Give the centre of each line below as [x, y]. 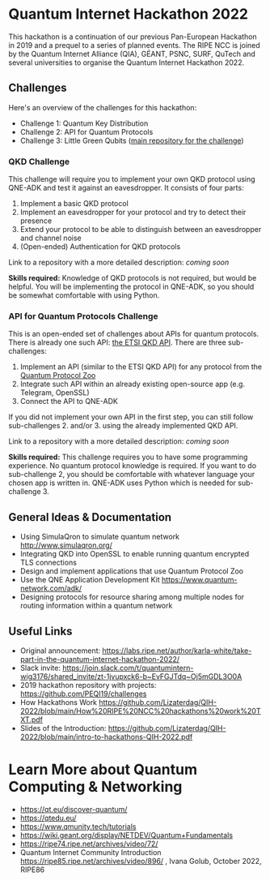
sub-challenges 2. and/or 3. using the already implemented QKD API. [123, 426]
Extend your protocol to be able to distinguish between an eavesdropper [141, 230]
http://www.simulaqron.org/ [66, 545]
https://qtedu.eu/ [48, 818]
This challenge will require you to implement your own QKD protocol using [132, 179]
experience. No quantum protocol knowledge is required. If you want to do [133, 466]
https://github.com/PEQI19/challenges [83, 694]
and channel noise [51, 238]
